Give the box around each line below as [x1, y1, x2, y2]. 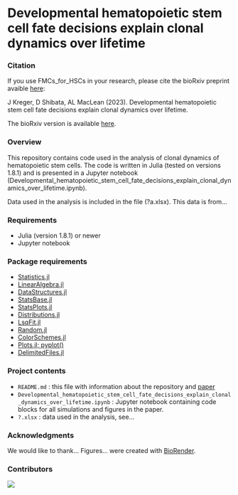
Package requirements [7, 257, 87, 266]
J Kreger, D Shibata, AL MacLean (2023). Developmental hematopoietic [7, 98, 217, 107]
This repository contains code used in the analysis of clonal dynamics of [7, 153, 220, 161]
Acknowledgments [7, 430, 75, 440]
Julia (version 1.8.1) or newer [17, 231, 101, 240]
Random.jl [17, 326, 48, 334]
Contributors [7, 464, 53, 474]
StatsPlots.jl [17, 303, 53, 312]
